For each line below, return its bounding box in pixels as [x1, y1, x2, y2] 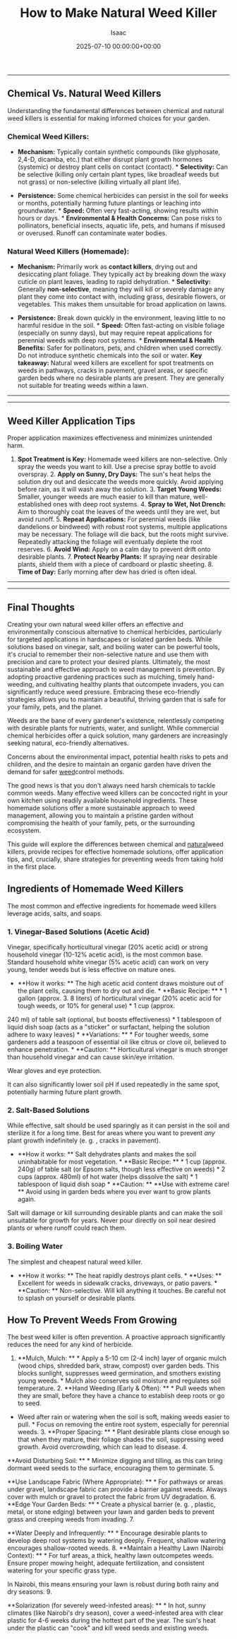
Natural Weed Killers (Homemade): [7, 246, 129, 256]
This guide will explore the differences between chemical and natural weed [7, 839, 224, 848]
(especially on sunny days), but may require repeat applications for [17, 329, 213, 337]
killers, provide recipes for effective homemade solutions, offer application [7, 847, 224, 856]
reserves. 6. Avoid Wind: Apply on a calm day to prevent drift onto [17, 545, 211, 554]
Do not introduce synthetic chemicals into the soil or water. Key [17, 351, 202, 360]
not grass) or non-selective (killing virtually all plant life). [17, 178, 181, 187]
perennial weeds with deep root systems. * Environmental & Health [17, 336, 215, 345]
